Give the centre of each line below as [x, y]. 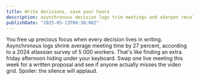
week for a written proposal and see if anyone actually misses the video [94, 65]
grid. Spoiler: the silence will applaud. [52, 71]
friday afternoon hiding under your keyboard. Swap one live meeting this [95, 58]
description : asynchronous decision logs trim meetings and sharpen [92, 17]
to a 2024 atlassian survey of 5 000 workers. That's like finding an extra [94, 52]
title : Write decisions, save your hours [58, 12]
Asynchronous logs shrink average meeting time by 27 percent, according [97, 46]
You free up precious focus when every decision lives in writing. [84, 40]
